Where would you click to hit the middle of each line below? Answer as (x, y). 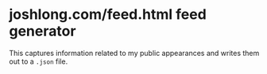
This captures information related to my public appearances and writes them (134, 53)
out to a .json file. (39, 61)
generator (43, 31)
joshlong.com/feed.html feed (108, 15)
